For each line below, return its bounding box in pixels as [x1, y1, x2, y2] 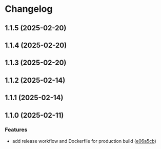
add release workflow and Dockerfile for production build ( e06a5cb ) [12, 138, 157, 144]
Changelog [5, 3, 53, 15]
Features [5, 126, 28, 134]
